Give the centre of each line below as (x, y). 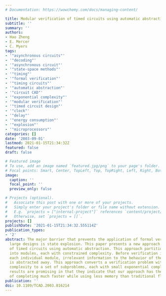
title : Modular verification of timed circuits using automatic (73, 19)
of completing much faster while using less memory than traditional (83, 276)
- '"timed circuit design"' (34, 106)
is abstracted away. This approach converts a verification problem (82, 263)
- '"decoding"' (21, 60)
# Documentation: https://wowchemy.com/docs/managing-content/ (72, 10)
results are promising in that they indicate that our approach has (82, 272)
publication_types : (25, 230)
